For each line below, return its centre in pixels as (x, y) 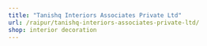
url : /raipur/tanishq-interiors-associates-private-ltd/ (104, 23)
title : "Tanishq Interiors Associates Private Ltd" (95, 15)
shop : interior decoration (53, 30)
